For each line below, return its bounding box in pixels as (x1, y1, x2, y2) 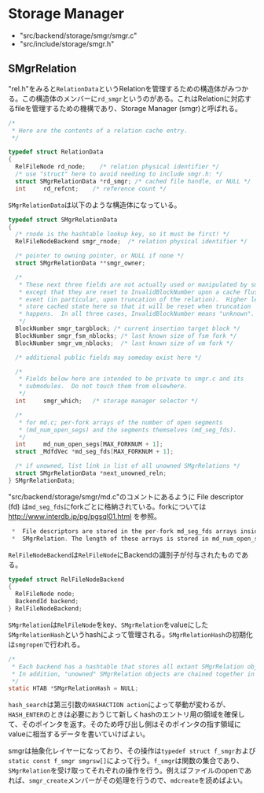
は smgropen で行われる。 (8, 639, 85, 649)
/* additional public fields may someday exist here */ (15, 354, 202, 361)
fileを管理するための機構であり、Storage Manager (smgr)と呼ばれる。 (14, 103, 242, 113)
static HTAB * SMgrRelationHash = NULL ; (8, 684, 139, 693)
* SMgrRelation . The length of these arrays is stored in (11, 535, 210, 543)
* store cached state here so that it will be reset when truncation (18, 302, 251, 311)
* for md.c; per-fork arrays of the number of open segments (18, 418, 223, 426)
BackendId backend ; (15, 598, 79, 606)
